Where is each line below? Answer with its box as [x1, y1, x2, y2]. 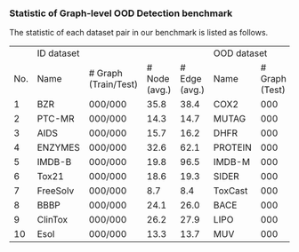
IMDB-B [36, 156, 72, 169]
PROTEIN [213, 141, 252, 154]
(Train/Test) [88, 78, 138, 91]
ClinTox [36, 214, 69, 226]
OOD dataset [213, 47, 268, 59]
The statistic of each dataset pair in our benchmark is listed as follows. [9, 28, 269, 38]
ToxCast [213, 185, 248, 197]
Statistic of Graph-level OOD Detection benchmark [9, 7, 233, 20]
